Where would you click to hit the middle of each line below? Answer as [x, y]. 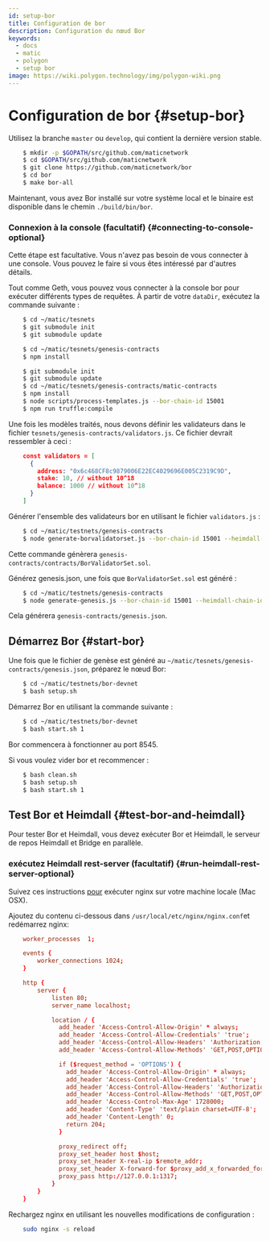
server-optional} [41, 874]
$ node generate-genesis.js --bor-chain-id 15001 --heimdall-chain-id [143, 600]
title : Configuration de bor [57, 23]
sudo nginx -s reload [59, 1229]
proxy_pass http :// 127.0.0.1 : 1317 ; [119, 1177]
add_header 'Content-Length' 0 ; [120, 1117]
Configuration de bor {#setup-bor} [127, 116]
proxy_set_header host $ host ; [109, 1154]
